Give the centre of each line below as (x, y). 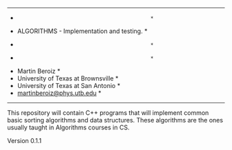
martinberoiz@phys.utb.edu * (59, 93)
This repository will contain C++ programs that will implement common (108, 113)
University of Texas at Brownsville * (68, 78)
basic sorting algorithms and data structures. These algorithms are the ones (115, 120)
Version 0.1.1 (25, 141)
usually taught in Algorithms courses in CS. (68, 127)
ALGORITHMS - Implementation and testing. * (82, 31)
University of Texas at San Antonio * (69, 86)
